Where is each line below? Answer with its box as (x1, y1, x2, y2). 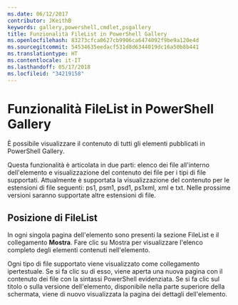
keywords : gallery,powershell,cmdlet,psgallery (7, 24, 152, 31)
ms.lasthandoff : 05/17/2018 (7, 63, 91, 71)
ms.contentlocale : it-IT (7, 57, 81, 64)
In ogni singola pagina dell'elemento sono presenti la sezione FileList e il (7, 231, 219, 239)
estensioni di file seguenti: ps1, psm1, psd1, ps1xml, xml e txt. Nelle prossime (7, 183, 231, 192)
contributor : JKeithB (7, 17, 72, 24)
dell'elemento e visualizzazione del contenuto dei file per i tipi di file (7, 168, 207, 177)
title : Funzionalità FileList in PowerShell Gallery (7, 30, 167, 38)
